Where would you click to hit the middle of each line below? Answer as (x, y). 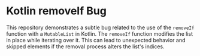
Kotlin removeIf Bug (56, 11)
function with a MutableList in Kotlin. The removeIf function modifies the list (100, 33)
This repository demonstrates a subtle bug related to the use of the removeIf (100, 27)
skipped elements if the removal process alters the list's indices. (85, 46)
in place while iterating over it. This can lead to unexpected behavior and (96, 40)
